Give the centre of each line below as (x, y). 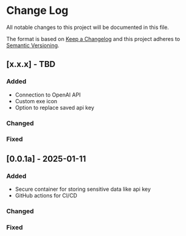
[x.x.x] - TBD (31, 64)
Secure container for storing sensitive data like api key (83, 189)
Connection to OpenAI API (48, 95)
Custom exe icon (36, 101)
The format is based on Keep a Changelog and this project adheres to (93, 39)
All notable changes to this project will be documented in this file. (88, 27)
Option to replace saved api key (55, 107)
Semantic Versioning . (33, 45)
